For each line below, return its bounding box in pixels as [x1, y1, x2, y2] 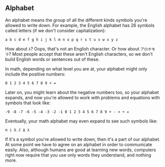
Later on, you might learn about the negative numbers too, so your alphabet [5, 89, 159, 95]
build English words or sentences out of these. [5, 56, 100, 62]
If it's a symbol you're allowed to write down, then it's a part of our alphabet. [5, 136, 161, 142]
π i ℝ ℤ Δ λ [5, 127, 30, 132]
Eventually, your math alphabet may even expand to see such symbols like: [5, 118, 158, 124]
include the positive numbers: [5, 71, 66, 77]
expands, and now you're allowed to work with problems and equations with [5, 94, 161, 100]
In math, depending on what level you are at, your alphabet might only [5, 66, 147, 72]
